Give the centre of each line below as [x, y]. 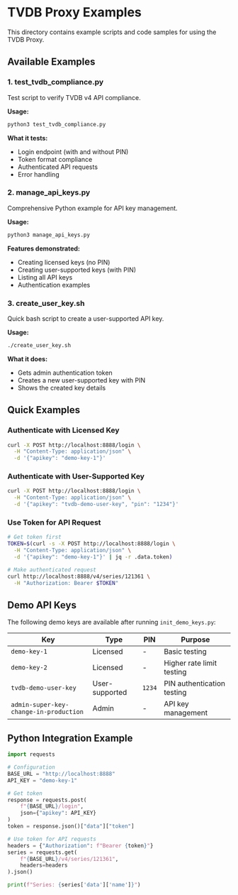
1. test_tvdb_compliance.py [56, 82]
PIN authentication [194, 683]
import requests [31, 754]
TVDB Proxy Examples [74, 12]
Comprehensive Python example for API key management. [93, 208]
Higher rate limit [191, 663]
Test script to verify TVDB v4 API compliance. [74, 97]
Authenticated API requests [57, 167]
